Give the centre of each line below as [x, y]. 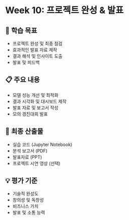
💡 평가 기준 [21, 181]
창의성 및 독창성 [28, 200]
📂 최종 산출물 [24, 131]
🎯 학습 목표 [21, 30]
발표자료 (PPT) [27, 157]
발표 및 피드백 [26, 62]
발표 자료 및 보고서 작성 [36, 107]
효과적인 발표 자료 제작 [35, 50]
